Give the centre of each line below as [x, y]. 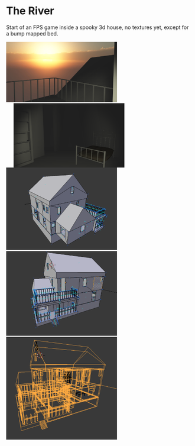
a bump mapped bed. [32, 33]
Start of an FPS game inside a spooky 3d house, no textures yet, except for [97, 27]
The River [30, 11]
